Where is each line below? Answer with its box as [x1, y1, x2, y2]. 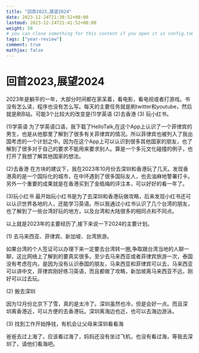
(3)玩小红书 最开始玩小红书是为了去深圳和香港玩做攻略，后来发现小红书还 [6, 192, 186, 199]
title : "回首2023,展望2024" [6, 8, 72, 15]
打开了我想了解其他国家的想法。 [6, 152, 84, 160]
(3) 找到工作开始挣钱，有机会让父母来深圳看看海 [6, 320, 124, 327]
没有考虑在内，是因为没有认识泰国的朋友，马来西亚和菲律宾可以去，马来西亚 [6, 260, 193, 267]
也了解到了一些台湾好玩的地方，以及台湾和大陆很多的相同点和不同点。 [6, 207, 178, 214]
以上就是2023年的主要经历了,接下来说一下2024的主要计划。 [6, 220, 153, 227]
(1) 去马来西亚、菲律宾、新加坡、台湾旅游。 [6, 233, 113, 240]
